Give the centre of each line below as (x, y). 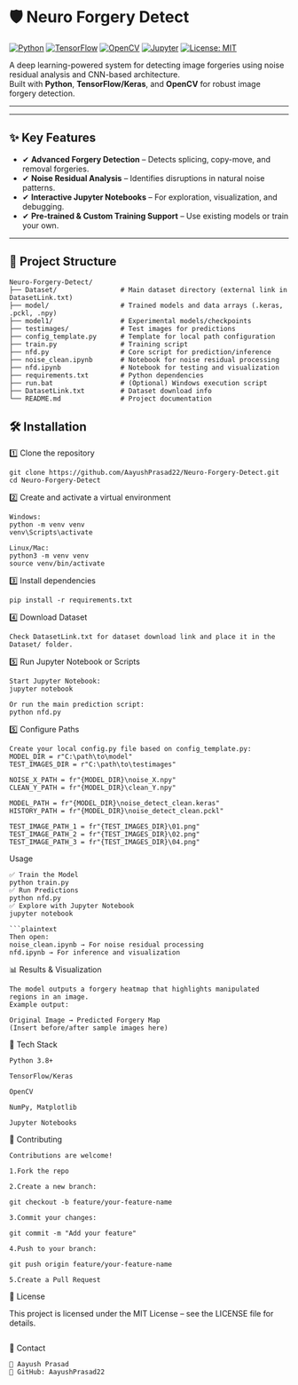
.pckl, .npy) (33, 313)
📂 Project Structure (63, 261)
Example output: (39, 1005)
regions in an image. (49, 997)
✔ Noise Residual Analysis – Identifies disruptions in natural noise (143, 178)
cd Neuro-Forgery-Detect (55, 480)
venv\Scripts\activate (51, 533)
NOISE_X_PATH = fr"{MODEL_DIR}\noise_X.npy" (93, 780)
